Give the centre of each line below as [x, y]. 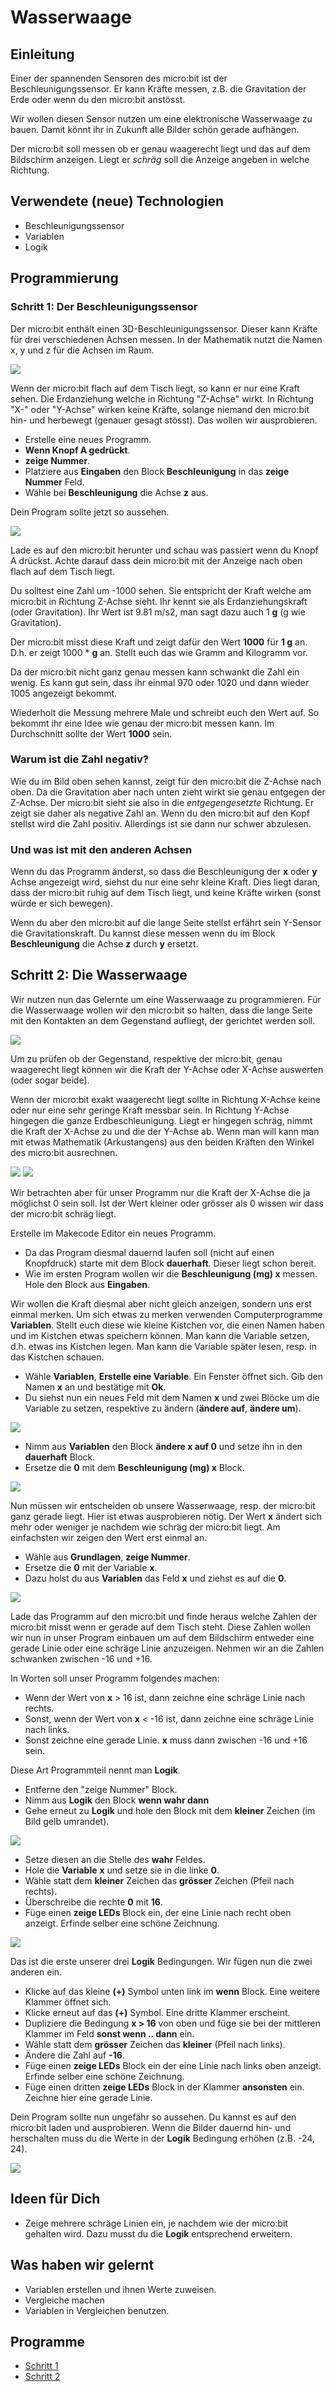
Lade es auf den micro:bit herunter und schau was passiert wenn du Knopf [164, 550]
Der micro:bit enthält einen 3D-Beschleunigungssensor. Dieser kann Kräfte [164, 328]
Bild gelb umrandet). [67, 1821]
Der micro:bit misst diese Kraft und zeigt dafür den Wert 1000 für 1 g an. [159, 642]
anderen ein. [36, 1972]
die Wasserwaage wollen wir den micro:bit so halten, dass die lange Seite [161, 1010]
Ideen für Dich [55, 2199]
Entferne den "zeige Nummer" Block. [101, 1789]
